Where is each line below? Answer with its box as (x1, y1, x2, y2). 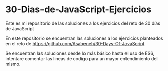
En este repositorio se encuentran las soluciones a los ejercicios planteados (5, 35, 163, 41)
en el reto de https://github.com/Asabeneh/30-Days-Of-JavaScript (5, 40, 145, 46)
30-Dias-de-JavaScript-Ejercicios (5, 4, 152, 15)
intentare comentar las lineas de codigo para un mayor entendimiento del (5, 55, 158, 61)
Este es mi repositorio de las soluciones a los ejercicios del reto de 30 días (5, 20, 161, 26)
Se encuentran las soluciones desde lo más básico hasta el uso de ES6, (5, 50, 155, 56)
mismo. (5, 61, 21, 67)
